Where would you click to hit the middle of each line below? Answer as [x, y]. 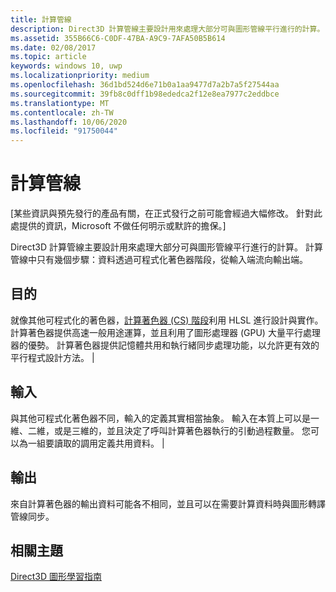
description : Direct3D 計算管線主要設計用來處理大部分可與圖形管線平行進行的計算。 [167, 29]
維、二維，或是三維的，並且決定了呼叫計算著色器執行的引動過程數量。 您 [160, 430]
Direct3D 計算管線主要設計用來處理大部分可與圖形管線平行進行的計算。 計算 [166, 247]
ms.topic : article [48, 57]
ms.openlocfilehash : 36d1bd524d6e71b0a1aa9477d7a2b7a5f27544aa [145, 85]
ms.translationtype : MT [60, 103]
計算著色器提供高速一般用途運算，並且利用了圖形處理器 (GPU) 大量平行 [156, 332]
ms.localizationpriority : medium [80, 76]
